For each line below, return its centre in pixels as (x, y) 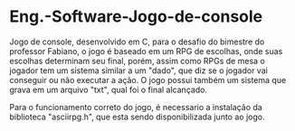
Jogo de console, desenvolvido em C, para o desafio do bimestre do (137, 42)
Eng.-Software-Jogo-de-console (136, 17)
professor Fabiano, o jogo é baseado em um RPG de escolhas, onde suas (146, 51)
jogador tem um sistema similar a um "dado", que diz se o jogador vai (139, 70)
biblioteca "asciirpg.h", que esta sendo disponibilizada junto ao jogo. (137, 117)
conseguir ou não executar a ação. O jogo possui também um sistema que (148, 80)
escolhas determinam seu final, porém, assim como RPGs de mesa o (137, 61)
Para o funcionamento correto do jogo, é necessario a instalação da (136, 107)
